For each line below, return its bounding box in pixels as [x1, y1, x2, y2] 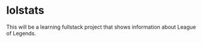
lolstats [6, 4, 45, 17]
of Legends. [6, 29, 36, 36]
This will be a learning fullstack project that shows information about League [6, 23, 196, 30]
